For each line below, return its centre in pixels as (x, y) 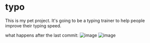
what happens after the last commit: (42, 35)
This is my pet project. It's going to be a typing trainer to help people (75, 21)
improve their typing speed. (33, 25)
